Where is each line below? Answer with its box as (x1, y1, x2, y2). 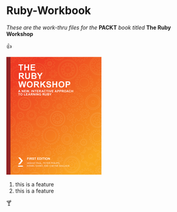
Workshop (6, 30, 33, 37)
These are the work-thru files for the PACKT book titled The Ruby (6, 24, 172, 31)
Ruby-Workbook (6, 4, 91, 18)
